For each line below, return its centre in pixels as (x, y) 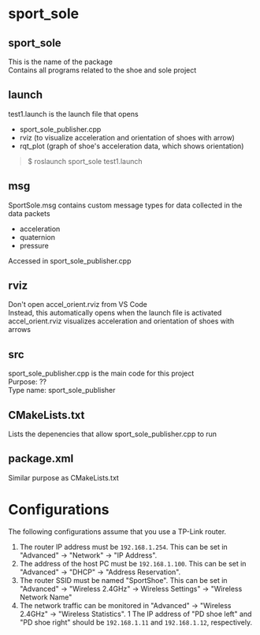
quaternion (37, 237)
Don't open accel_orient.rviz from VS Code (78, 304)
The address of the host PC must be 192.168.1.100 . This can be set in (133, 563)
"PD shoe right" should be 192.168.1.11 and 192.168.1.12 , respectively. (136, 622)
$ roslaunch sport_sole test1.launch (85, 161)
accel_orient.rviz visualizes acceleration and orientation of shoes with (121, 321)
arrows (20, 330)
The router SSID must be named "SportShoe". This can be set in (123, 580)
